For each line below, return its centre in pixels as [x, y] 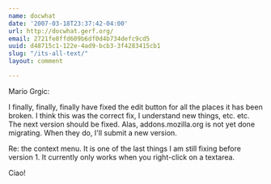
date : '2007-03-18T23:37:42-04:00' [68, 24]
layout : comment [36, 62]
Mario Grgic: [29, 91]
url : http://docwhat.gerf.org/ [61, 31]
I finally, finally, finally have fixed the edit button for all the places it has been [135, 107]
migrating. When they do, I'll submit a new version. [93, 133]
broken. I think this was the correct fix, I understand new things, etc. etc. [129, 115]
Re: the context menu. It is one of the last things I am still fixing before [125, 148]
